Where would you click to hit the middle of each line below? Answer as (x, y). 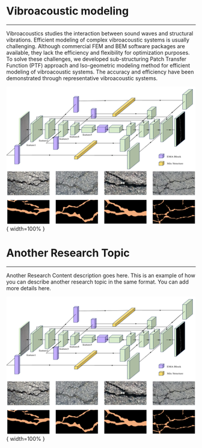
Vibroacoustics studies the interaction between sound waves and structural (100, 33)
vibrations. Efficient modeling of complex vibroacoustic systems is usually (98, 40)
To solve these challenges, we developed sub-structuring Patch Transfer (96, 59)
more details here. (29, 288)
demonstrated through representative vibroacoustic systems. (82, 78)
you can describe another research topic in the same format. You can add (98, 282)
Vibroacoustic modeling (68, 11)
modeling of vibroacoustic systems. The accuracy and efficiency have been (100, 72)
